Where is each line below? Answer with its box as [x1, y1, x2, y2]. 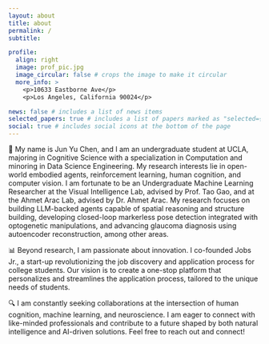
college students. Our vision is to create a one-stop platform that [8, 266, 222, 274]
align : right [15, 56, 59, 64]
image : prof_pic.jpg [15, 63, 84, 72]
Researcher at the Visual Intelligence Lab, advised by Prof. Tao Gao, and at [8, 187, 255, 196]
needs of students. [8, 282, 70, 292]
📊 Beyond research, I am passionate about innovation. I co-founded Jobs [8, 246, 252, 254]
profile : [8, 49, 38, 57]
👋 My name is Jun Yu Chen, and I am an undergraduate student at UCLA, [8, 145, 249, 154]
